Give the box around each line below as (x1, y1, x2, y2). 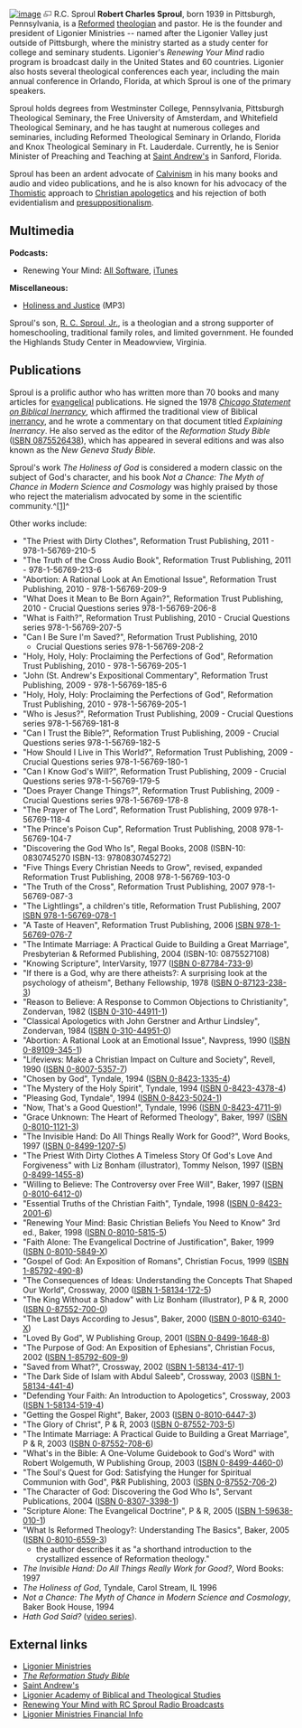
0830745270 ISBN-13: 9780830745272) (22, 852, 172, 863)
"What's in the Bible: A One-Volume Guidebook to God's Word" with (22, 1447, 275, 1459)
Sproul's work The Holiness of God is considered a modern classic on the (9, 462, 283, 473)
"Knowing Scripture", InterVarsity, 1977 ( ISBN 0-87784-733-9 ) (22, 958, 254, 969)
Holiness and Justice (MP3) (22, 299, 126, 311)
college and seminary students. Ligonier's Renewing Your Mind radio (9, 47, 265, 58)
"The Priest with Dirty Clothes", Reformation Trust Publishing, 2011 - (22, 535, 275, 546)
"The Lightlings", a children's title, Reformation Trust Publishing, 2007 (22, 900, 281, 911)
